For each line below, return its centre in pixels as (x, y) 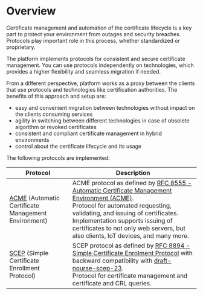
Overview (31, 11)
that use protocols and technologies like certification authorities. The (92, 89)
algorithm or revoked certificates (56, 127)
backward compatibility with (112, 261)
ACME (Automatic (35, 198)
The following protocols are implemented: (58, 157)
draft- (163, 261)
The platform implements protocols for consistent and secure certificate (96, 59)
